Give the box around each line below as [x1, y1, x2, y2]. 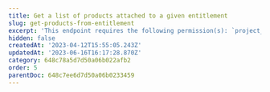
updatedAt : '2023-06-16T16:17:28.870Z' [8, 49, 142, 57]
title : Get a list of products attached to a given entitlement [8, 11, 228, 20]
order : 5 [8, 64, 38, 72]
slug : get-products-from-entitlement [8, 19, 135, 27]
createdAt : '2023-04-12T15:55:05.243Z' [8, 42, 142, 50]
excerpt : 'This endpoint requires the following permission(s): [8, 26, 228, 34]
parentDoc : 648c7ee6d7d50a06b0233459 [8, 71, 135, 79]
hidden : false [8, 34, 56, 42]
